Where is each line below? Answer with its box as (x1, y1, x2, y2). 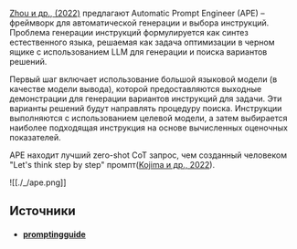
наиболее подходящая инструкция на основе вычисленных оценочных (9, 122, 289, 133)
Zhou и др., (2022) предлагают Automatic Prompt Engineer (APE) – (9, 8, 265, 18)
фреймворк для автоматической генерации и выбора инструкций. (9, 17, 270, 28)
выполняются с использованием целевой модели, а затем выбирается (9, 113, 288, 123)
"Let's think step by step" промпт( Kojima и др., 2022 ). (9, 160, 216, 170)
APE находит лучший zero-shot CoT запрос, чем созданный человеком (9, 150, 288, 161)
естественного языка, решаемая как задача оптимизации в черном (9, 36, 276, 47)
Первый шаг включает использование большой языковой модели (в (9, 74, 278, 85)
